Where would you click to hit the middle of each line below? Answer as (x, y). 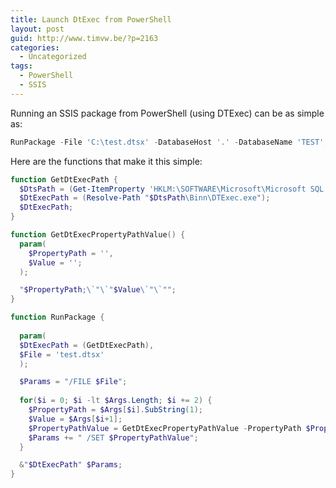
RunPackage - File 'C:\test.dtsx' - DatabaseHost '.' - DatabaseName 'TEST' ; (169, 142)
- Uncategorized (53, 57)
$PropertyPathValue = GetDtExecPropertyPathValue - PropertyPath (165, 428)
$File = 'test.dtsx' (62, 354)
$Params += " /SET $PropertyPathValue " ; (113, 437)
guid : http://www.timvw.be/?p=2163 (84, 38)
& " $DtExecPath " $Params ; (71, 465)
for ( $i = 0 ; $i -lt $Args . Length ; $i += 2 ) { (116, 401)
